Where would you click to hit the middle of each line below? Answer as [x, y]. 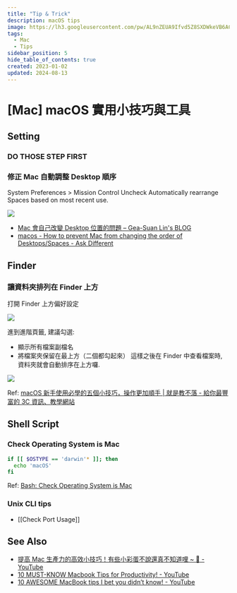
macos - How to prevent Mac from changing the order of [100, 236]
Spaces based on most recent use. [58, 200]
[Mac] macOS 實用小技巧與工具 [99, 110]
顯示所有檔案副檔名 [45, 347]
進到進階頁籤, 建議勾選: [41, 332]
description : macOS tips [44, 20]
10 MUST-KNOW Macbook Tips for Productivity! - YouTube [103, 575]
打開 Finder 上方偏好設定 [43, 304]
